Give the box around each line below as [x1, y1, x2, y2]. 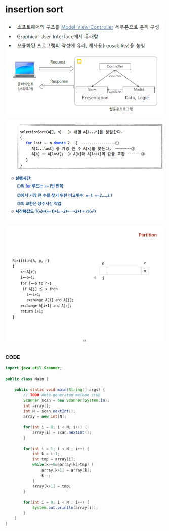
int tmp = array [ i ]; [32, 457, 76, 462]
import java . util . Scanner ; [5, 366, 62, 371]
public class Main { [5, 377, 49, 382]
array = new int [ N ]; [23, 414, 67, 419]
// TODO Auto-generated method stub [23, 392, 101, 397]
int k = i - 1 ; [32, 451, 60, 457]
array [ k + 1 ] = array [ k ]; [41, 467, 92, 473]
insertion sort [5, 4, 64, 15]
